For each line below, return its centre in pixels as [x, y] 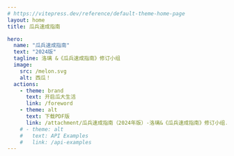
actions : [26, 84]
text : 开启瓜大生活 [51, 97]
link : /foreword [49, 104]
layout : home [26, 20]
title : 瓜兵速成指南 [34, 26]
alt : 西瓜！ [36, 78]
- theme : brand [42, 91]
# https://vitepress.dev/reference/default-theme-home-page [96, 14]
